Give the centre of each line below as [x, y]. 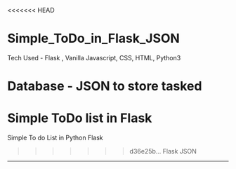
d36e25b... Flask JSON [163, 151]
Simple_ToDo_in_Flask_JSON [94, 39]
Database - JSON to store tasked [105, 86]
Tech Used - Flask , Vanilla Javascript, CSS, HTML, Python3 [94, 58]
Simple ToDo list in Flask [80, 118]
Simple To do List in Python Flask [55, 138]
